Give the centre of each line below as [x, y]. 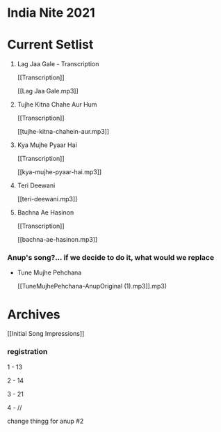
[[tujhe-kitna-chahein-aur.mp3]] [63, 132]
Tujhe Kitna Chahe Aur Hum [57, 105]
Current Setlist [50, 45]
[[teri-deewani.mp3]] [47, 199]
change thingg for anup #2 [46, 421]
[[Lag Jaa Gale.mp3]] [48, 91]
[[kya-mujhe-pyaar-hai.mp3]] [59, 172]
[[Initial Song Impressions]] [46, 334]
